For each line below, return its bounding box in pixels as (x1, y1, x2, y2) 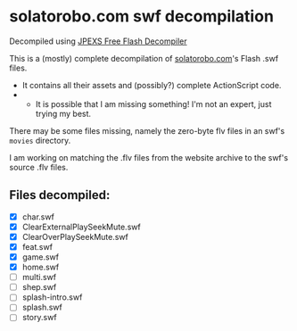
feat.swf (21, 241, 54, 252)
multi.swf (21, 272, 56, 283)
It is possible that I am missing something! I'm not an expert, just (35, 98, 272, 109)
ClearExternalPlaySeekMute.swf (21, 221, 141, 232)
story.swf (21, 312, 57, 323)
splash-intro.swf (21, 292, 83, 302)
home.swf (21, 261, 60, 273)
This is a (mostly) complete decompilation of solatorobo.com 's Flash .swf (9, 53, 279, 63)
